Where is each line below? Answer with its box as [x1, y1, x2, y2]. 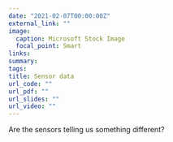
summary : [8, 58, 38, 66]
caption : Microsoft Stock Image [15, 34, 126, 43]
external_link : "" [8, 19, 71, 28]
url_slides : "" [8, 95, 60, 103]
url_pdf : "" [8, 87, 49, 96]
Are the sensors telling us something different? [8, 125, 165, 135]
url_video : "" [8, 102, 57, 110]
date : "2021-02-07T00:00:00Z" [8, 11, 111, 20]
